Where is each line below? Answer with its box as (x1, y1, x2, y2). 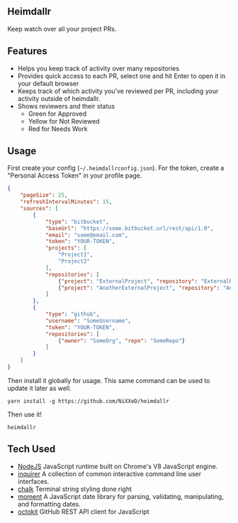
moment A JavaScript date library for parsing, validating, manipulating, (17, 492, 225, 500)
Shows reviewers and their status (17, 102, 115, 110)
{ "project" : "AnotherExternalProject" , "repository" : (57, 284, 220, 291)
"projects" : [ (45, 244, 87, 252)
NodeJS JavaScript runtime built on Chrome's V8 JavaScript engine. (17, 462, 218, 470)
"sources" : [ (20, 205, 59, 212)
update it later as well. (7, 384, 72, 392)
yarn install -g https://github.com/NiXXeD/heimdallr (7, 397, 170, 404)
